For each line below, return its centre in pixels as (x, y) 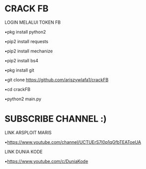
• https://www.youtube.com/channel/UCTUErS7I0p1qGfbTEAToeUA (73, 142)
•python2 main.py (23, 99)
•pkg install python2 (25, 32)
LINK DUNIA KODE (24, 152)
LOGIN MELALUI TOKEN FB (33, 22)
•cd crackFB (18, 89)
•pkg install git (20, 70)
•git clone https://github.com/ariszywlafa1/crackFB (57, 80)
